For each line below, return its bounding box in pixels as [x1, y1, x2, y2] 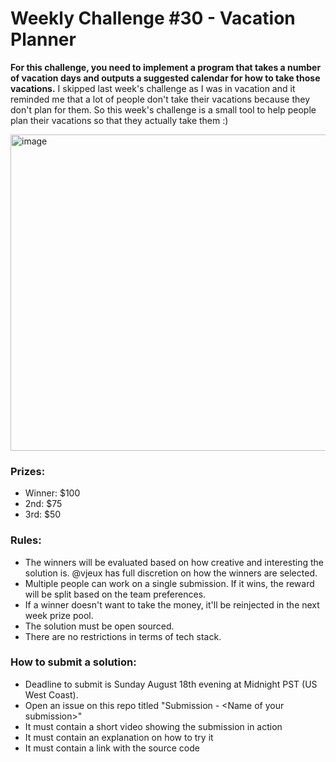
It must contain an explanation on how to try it [24, 731, 214, 743]
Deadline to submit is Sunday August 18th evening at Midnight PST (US [24, 678, 318, 690]
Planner [10, 28, 77, 51]
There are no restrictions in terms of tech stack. [24, 630, 222, 642]
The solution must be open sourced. [24, 620, 175, 632]
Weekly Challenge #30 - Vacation [10, 7, 296, 30]
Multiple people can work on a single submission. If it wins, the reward [24, 577, 315, 589]
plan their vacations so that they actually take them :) [10, 114, 229, 126]
